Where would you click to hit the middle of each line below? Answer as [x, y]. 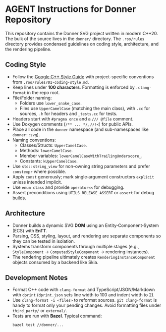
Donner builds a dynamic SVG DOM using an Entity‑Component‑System [85, 225]
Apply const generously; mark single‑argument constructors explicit [83, 176]
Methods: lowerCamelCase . [46, 150]
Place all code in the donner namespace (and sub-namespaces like [80, 129]
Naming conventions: [34, 140]
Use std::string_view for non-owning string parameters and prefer [81, 166]
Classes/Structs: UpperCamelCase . [53, 145]
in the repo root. [43, 92]
